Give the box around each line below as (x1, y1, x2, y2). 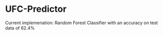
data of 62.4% (5, 25, 35, 31)
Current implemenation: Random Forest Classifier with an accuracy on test (5, 20, 158, 26)
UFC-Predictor (5, 3, 67, 15)
